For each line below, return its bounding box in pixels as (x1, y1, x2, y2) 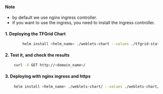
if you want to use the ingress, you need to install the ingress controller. (12, 20, 155, 26)
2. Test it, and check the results (5, 52, 70, 58)
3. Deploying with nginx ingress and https (5, 73, 91, 79)
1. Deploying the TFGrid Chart (5, 31, 66, 36)
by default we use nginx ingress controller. (12, 15, 98, 20)
